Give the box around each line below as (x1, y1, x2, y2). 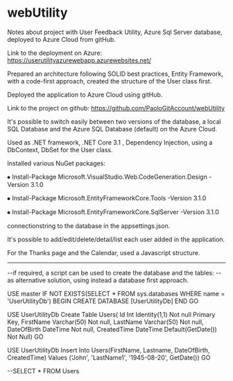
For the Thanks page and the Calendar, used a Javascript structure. (7, 248, 200, 257)
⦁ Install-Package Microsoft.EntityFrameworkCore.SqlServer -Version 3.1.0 (7, 207, 220, 216)
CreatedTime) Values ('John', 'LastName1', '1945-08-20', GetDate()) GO (7, 353, 211, 362)
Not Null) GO (7, 332, 44, 341)
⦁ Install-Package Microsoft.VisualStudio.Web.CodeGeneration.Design (7, 172, 208, 181)
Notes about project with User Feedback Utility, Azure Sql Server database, (7, 28, 223, 36)
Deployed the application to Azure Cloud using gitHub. (7, 90, 163, 99)
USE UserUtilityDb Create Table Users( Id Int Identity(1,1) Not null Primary (7, 310, 216, 318)
